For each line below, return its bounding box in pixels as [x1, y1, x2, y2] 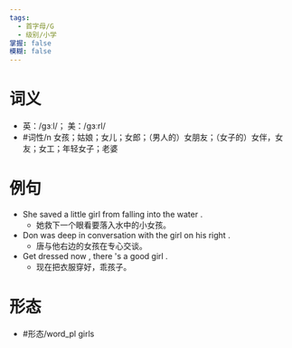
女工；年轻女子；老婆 [38, 143, 118, 154]
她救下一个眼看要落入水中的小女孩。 [35, 219, 172, 230]
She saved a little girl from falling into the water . [22, 209, 203, 219]
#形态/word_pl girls [22, 328, 95, 339]
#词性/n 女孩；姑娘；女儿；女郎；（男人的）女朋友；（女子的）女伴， [22, 132, 276, 143]
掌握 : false [9, 38, 52, 48]
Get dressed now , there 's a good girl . [22, 251, 169, 261]
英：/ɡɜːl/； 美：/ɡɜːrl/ [22, 121, 106, 131]
